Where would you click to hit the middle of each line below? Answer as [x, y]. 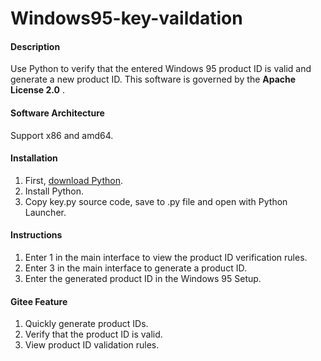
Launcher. [45, 212]
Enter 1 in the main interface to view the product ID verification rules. [166, 257]
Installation [34, 158]
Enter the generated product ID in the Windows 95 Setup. [143, 278]
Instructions [36, 235]
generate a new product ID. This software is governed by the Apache [153, 79]
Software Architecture [57, 113]
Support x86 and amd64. [62, 135]
